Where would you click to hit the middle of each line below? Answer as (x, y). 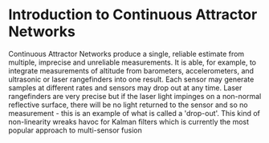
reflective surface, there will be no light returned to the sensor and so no (128, 105)
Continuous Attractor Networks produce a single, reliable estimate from (126, 54)
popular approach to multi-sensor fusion (75, 130)
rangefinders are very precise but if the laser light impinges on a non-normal (135, 96)
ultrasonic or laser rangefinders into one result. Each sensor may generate (131, 79)
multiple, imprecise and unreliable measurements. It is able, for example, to (132, 62)
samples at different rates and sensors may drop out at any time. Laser (125, 87)
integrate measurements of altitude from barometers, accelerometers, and (131, 70)
